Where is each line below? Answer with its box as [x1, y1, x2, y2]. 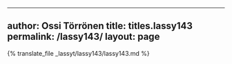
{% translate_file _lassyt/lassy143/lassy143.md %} [7, 49, 150, 57]
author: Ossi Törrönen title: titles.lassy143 [7, 20, 193, 32]
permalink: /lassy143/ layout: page [7, 31, 160, 43]
